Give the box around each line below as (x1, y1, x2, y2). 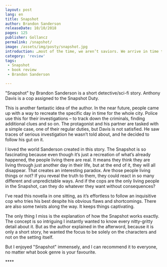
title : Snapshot (5, 16, 39, 21)
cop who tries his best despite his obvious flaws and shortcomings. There (5, 198, 157, 204)
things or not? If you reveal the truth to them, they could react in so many (5, 173, 155, 178)
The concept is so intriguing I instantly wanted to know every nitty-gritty (5, 218, 153, 224)
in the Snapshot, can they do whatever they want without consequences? (5, 183, 156, 189)
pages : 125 (5, 30, 28, 35)
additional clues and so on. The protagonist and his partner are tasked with (5, 120, 159, 127)
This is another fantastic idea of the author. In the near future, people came (5, 105, 159, 111)
